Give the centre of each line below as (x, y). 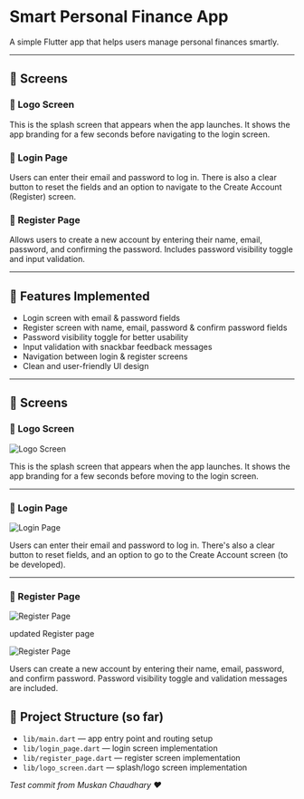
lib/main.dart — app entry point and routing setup (118, 739)
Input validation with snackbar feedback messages (117, 347)
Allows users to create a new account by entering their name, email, (136, 240)
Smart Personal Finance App (119, 17)
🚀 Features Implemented (80, 296)
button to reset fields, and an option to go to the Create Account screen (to (149, 555)
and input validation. (47, 259)
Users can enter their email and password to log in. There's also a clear (142, 545)
